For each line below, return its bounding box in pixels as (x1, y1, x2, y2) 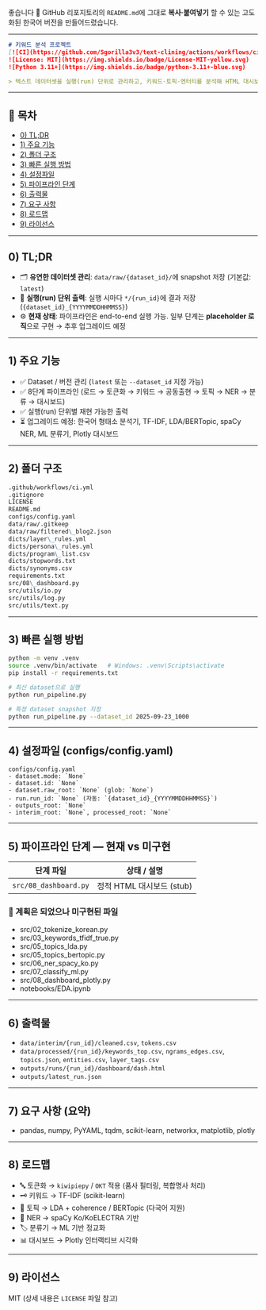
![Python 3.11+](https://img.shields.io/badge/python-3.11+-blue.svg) (8, 63, 246, 71)
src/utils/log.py (8, 594, 66, 602)
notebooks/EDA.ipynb (19, 984, 91, 993)
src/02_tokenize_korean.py (19, 925, 108, 934)
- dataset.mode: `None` (8, 773, 87, 780)
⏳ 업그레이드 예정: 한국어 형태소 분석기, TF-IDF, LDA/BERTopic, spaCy (19, 416, 241, 426)
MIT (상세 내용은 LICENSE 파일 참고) (8, 1293, 119, 1303)
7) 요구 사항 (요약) (8, 1104, 91, 1118)
